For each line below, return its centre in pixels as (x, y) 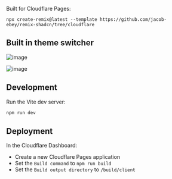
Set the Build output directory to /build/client (75, 169)
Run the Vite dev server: (36, 102)
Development (32, 88)
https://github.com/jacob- (133, 20)
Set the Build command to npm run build (63, 164)
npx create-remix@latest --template (52, 20)
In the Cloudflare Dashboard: (42, 146)
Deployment (30, 131)
